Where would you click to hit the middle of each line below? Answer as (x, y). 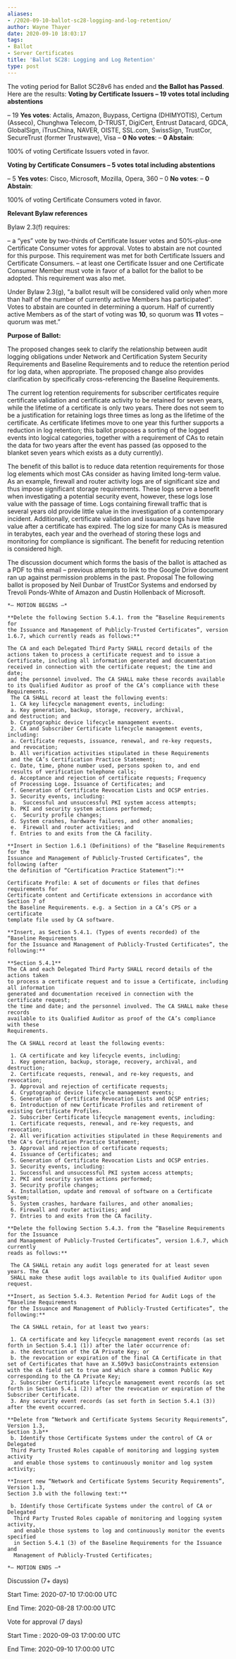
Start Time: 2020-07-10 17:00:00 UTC (62, 1594)
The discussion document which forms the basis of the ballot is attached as (117, 562)
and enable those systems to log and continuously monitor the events (119, 1531)
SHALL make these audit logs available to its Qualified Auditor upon (116, 1278)
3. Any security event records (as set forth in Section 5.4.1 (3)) (113, 1401)
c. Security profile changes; (56, 815)
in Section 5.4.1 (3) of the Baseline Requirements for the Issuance (118, 1543)
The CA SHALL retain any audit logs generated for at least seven (110, 1265)
